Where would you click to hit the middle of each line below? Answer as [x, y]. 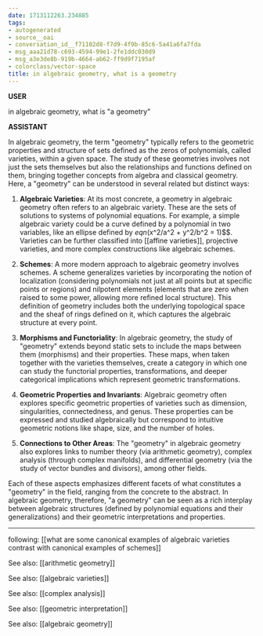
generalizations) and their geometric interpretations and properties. [117, 517]
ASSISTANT [28, 126]
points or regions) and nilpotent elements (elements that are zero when [134, 289]
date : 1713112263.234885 [49, 15]
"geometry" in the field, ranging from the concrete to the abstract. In [118, 492]
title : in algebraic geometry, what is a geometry [92, 74]
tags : [17, 23]
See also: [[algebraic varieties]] [59, 578]
